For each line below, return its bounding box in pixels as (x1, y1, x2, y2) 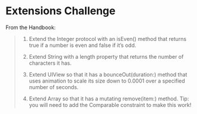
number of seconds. (28, 83, 79, 90)
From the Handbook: (5, 24, 56, 31)
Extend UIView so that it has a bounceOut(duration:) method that (28, 71, 188, 78)
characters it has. (28, 59, 72, 66)
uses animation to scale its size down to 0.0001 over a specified (28, 77, 185, 84)
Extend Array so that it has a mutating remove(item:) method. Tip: (28, 95, 189, 102)
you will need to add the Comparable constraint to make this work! (28, 101, 192, 108)
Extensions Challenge (5, 4, 116, 18)
